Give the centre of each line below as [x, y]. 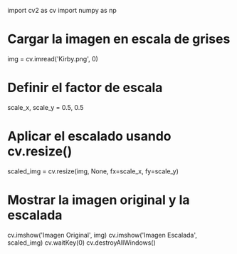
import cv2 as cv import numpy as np [62, 10]
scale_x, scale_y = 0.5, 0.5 [46, 107]
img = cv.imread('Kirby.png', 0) [53, 59]
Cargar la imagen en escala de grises [119, 39]
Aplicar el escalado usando [89, 137]
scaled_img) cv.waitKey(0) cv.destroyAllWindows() [82, 243]
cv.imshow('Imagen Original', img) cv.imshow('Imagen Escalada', [102, 235]
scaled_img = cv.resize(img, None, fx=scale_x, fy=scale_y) [93, 171]
